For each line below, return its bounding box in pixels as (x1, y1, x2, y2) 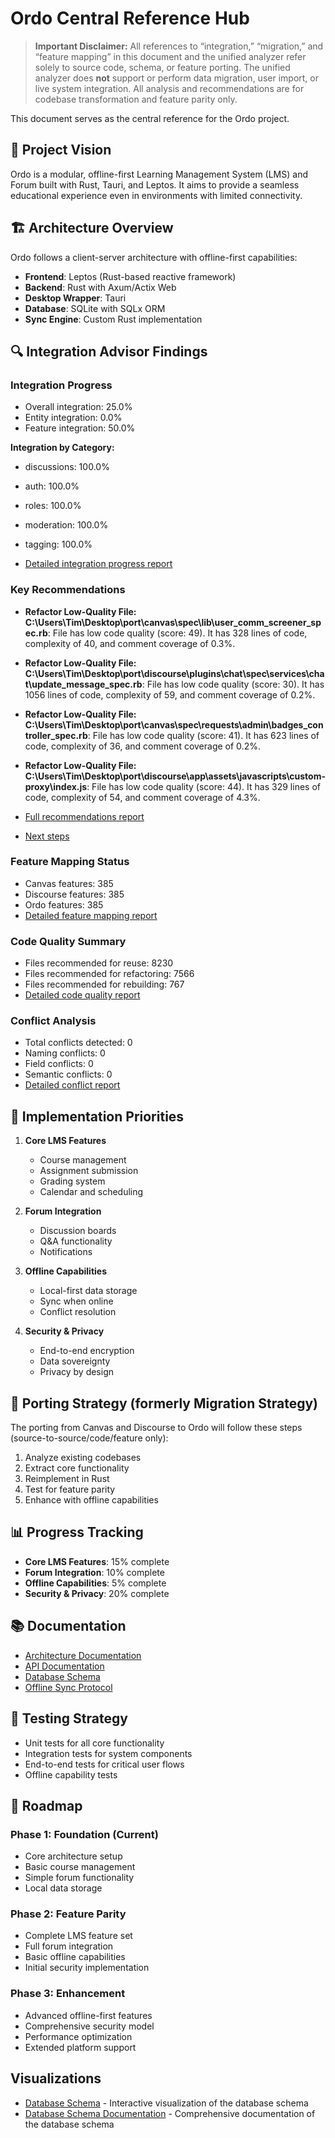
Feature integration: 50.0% (24, 422, 136, 434)
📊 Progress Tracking (10, 1524, 144, 1541)
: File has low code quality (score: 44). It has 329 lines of (86, 780, 321, 792)
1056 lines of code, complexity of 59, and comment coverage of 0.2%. (24, 688, 316, 701)
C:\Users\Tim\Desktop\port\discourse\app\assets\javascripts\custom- (24, 770, 327, 782)
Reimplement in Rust (24, 1473, 110, 1485)
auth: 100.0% (24, 480, 80, 492)
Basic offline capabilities (24, 1951, 126, 1963)
